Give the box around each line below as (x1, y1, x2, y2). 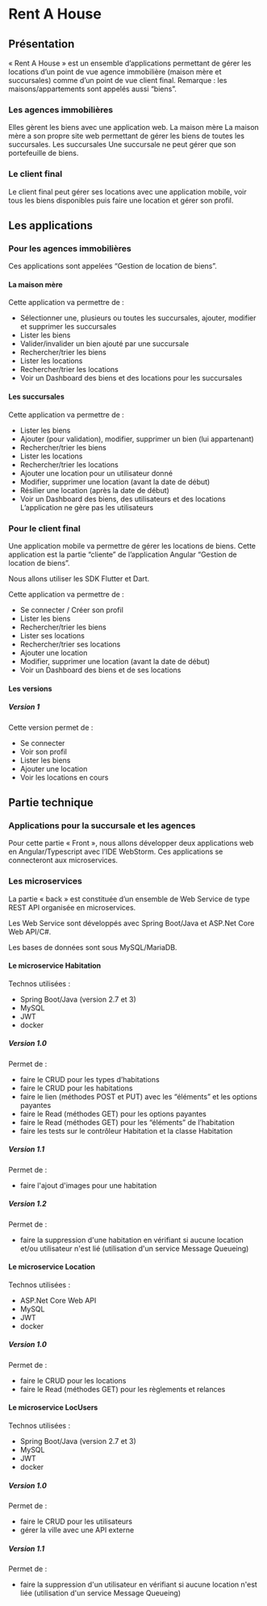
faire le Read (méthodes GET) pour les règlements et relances (19, 1384, 226, 1394)
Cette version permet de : (8, 722, 94, 732)
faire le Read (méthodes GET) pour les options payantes (19, 1109, 207, 1119)
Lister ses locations (19, 630, 85, 640)
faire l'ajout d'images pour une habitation (19, 1180, 157, 1190)
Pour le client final (8, 522, 81, 533)
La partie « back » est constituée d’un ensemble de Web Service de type (8, 893, 250, 904)
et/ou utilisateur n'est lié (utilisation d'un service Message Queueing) (19, 1244, 249, 1253)
